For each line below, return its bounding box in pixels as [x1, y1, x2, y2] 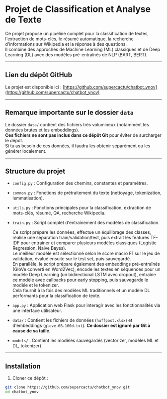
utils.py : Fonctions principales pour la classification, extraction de [12, 205, 151, 211]
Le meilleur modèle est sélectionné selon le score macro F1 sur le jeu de [12, 250, 160, 257]
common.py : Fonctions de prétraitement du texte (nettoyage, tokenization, [12, 190, 162, 196]
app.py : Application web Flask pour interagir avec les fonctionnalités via [12, 302, 161, 308]
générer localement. [5, 148, 47, 154]
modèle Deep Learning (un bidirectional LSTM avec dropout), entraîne [12, 272, 156, 278]
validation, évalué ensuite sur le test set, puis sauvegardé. [12, 256, 131, 262]
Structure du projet [5, 167, 66, 175]
